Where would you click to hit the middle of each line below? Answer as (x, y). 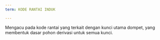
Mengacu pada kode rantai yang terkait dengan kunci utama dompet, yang (80, 27)
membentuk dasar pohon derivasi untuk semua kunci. (59, 32)
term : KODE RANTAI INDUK (30, 9)
